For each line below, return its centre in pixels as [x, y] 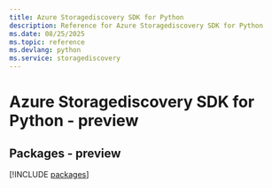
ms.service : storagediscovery [65, 58]
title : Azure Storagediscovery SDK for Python [97, 17]
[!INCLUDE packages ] [49, 174]
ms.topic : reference [47, 42]
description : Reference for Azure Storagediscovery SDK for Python [136, 26]
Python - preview [74, 121]
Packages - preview [65, 153]
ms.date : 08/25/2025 [47, 34]
